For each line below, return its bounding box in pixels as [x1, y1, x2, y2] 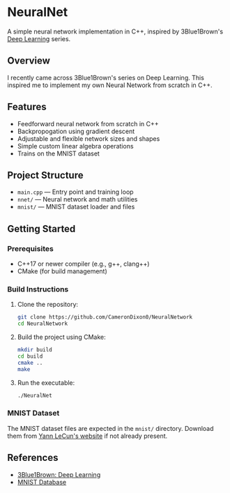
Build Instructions [7, 284, 69, 294]
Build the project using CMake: [17, 333, 106, 342]
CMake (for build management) [17, 267, 108, 275]
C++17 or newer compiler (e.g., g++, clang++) [17, 259, 150, 268]
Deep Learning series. [7, 34, 71, 43]
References [7, 452, 59, 464]
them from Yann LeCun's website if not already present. [7, 432, 168, 440]
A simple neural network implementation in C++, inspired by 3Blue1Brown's [7, 27, 224, 36]
